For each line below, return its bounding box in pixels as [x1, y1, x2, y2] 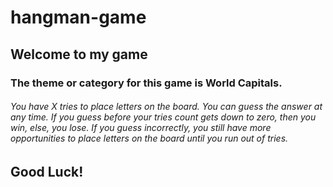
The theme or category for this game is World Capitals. [10, 76, 283, 90]
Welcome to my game [10, 46, 148, 63]
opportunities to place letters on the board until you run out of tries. [10, 132, 289, 145]
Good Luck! [10, 163, 84, 180]
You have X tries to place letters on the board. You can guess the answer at [10, 101, 323, 113]
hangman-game [10, 6, 147, 29]
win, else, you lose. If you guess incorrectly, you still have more [10, 122, 272, 134]
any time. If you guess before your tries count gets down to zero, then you [10, 111, 317, 123]
